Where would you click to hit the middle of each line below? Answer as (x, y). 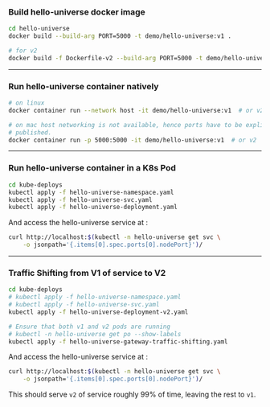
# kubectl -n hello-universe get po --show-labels (95, 334)
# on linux (27, 103)
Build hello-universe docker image (77, 12)
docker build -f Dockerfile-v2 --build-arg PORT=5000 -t (106, 58)
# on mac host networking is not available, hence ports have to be (125, 125)
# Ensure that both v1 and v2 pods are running (90, 327)
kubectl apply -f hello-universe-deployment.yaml (93, 208)
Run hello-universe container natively (84, 86)
